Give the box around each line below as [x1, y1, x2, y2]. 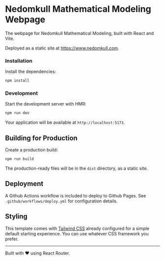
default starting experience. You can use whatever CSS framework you [5, 230, 149, 236]
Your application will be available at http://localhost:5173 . [5, 119, 125, 125]
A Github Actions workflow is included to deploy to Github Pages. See [5, 192, 146, 198]
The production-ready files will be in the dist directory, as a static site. [5, 165, 148, 171]
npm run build [5, 156, 34, 161]
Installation [5, 57, 33, 64]
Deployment [5, 180, 44, 188]
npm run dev [5, 111, 29, 115]
